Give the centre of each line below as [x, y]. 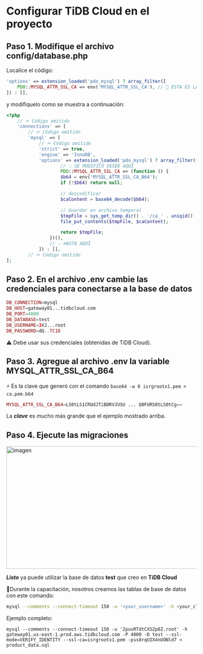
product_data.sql [28, 646]
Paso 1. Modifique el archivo [60, 46]
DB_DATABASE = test [28, 320]
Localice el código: [30, 70]
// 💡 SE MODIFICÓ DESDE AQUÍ [97, 166]
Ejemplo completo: [30, 618]
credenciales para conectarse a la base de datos [99, 289]
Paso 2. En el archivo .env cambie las [77, 280]
